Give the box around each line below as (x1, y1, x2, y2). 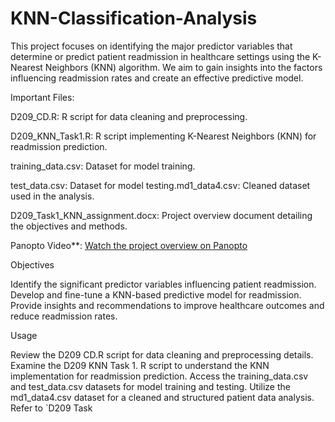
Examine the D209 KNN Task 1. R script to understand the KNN (10, 359, 270, 371)
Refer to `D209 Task (10, 402, 93, 414)
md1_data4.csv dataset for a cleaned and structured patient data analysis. (10, 391, 315, 403)
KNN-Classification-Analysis (10, 7, 258, 30)
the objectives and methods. (10, 220, 128, 232)
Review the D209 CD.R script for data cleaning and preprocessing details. (10, 348, 314, 361)
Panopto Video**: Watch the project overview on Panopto (10, 239, 248, 251)
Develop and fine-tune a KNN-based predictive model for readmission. (10, 288, 302, 301)
